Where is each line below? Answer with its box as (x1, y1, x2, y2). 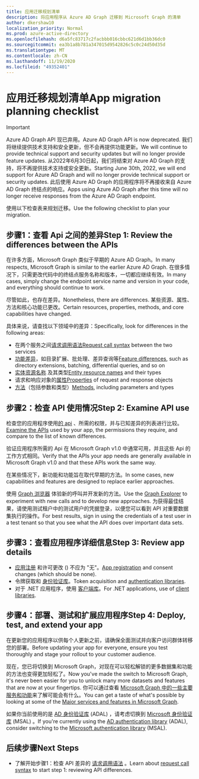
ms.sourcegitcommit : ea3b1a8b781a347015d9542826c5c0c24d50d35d (6, 42, 166, 48)
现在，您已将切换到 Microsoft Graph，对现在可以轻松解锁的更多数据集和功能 (6, 663, 192, 670)
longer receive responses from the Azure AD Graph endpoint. (6, 192, 156, 199)
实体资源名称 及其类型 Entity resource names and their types (14, 369, 162, 376)
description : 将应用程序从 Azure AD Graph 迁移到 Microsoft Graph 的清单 (6, 14, 182, 20)
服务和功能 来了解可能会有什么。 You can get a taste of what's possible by (6, 691, 185, 698)
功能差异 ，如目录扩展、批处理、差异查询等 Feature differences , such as (14, 355, 188, 363)
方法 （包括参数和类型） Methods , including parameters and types (14, 384, 174, 391)
